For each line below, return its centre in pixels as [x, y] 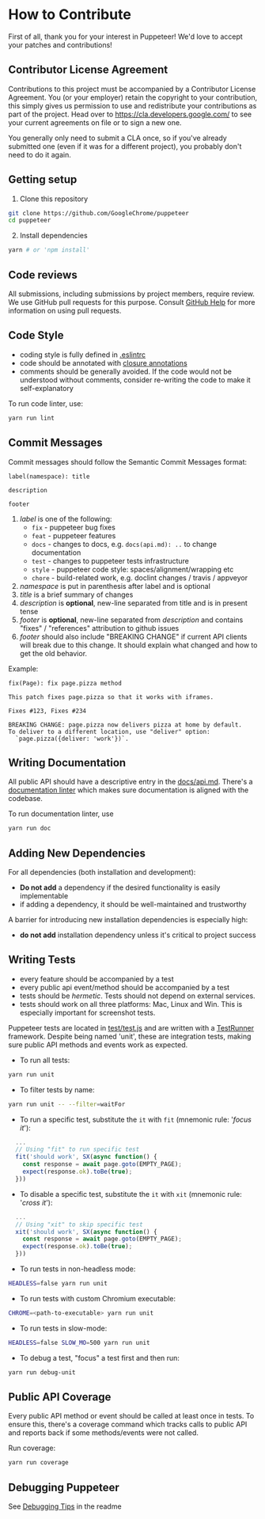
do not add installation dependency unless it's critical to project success [138, 935]
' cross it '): [36, 1202]
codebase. [26, 799]
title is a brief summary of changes [76, 594]
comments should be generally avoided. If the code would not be [125, 371]
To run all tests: [45, 1060]
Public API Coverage [60, 1397]
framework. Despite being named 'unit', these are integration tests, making [130, 1036]
